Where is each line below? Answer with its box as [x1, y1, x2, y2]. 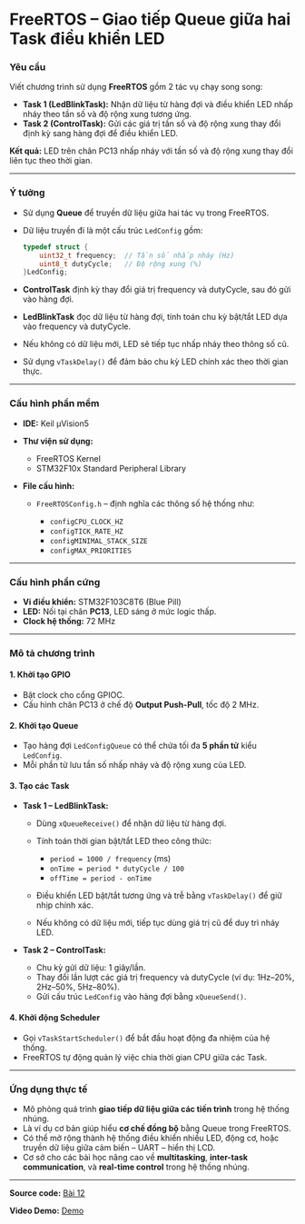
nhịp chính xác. [35, 900, 93, 911]
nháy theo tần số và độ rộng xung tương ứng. [22, 109, 192, 120]
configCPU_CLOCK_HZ [49, 517, 124, 526]
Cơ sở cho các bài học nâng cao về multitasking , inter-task [22, 1151, 248, 1162]
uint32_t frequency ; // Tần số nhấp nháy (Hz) [39, 251, 235, 260]
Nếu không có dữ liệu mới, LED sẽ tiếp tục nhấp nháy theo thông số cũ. [22, 339, 290, 350]
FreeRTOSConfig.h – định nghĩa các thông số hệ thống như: [35, 498, 255, 509]
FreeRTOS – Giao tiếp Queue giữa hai [9, 9, 291, 30]
